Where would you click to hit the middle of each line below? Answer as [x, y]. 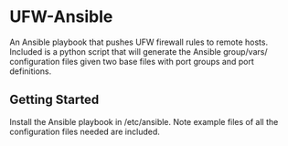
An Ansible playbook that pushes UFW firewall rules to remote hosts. [139, 42]
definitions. [31, 71]
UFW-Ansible [61, 17]
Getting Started [54, 100]
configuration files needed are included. [85, 131]
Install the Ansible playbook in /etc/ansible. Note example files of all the [144, 121]
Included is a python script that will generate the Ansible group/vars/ [139, 51]
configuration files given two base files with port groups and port [132, 61]
